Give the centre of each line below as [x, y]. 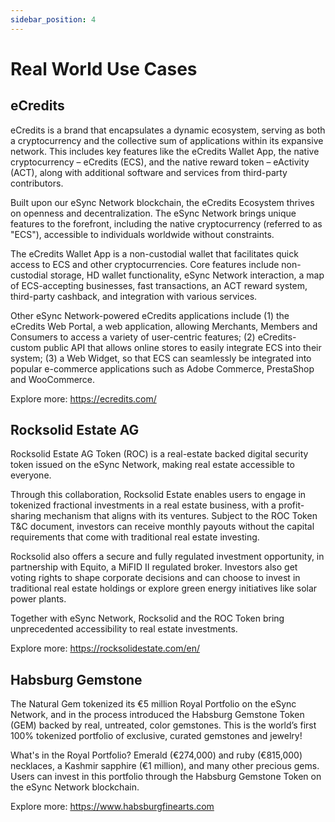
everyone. [31, 475]
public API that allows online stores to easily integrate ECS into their [182, 347]
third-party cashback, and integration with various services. [134, 296]
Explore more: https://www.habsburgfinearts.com [112, 807]
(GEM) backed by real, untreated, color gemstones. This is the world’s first [163, 725]
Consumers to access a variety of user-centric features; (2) [133, 337]
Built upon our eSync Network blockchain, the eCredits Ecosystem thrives [162, 202]
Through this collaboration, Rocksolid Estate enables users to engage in [158, 495]
